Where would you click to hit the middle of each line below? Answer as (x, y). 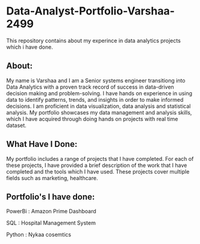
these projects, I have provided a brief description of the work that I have (97, 165)
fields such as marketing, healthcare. (52, 178)
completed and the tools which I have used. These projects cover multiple (98, 171)
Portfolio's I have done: (51, 197)
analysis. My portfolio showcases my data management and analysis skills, (99, 112)
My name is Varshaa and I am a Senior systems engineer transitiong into (96, 80)
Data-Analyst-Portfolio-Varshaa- (91, 11)
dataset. (17, 125)
